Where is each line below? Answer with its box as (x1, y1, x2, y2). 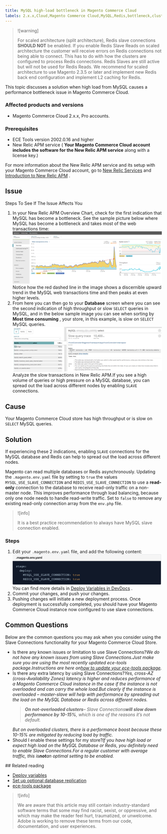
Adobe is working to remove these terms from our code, (17, 818, 133, 824)
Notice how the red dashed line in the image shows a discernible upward (12, 284, 162, 291)
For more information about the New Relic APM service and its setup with (5, 162, 156, 168)
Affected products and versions (5, 102, 83, 108)
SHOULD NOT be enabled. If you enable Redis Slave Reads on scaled (17, 42, 160, 48)
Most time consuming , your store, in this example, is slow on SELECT (12, 316, 154, 322)
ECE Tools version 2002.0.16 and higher (12, 137, 94, 143)
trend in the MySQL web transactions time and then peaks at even (12, 290, 148, 296)
